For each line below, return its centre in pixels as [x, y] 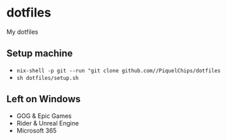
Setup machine [40, 53]
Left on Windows [43, 99]
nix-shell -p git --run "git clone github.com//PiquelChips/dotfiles [119, 70]
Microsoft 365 [36, 130]
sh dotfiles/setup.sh [47, 78]
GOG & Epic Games [44, 116]
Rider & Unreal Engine [48, 123]
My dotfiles [22, 32]
